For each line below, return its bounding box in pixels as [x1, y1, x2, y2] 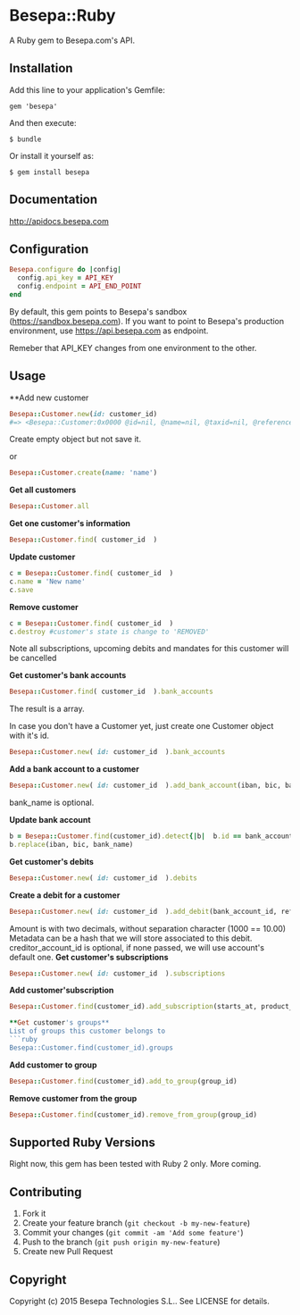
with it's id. [9, 730, 50, 741]
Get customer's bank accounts [9, 670, 127, 681]
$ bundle [9, 135, 42, 144]
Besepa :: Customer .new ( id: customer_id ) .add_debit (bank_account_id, [9, 907, 278, 916]
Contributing [9, 1185, 82, 1200]
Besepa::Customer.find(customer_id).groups [9, 1043, 174, 1052]
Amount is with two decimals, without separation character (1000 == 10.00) [9, 923, 287, 934]
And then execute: [9, 117, 77, 128]
